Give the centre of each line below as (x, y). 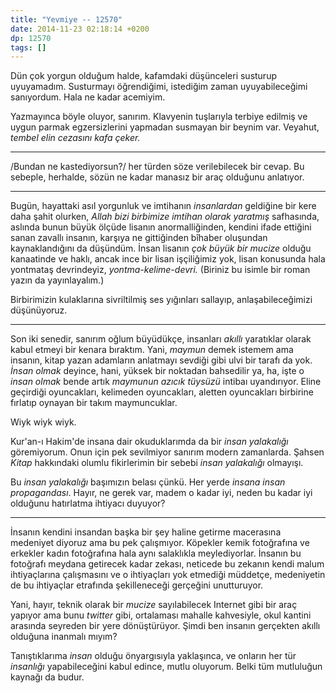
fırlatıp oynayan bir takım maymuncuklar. (94, 403)
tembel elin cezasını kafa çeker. (75, 138)
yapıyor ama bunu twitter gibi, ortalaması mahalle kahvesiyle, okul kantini (161, 615)
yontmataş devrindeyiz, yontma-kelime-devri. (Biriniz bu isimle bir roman (160, 270)
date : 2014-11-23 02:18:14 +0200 (80, 29)
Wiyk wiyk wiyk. (43, 422)
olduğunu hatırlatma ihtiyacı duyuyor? (88, 503)
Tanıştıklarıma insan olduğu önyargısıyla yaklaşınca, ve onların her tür (153, 656)
